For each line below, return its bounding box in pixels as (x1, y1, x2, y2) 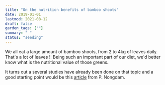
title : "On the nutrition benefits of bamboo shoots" (5, 7, 119, 12)
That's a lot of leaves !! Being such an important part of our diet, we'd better (5, 54, 161, 60)
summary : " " (5, 30, 32, 35)
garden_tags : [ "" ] (5, 26, 43, 31)
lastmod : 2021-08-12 (5, 16, 48, 21)
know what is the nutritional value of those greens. (5, 59, 109, 65)
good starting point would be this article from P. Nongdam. (5, 74, 125, 80)
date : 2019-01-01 (5, 12, 41, 17)
